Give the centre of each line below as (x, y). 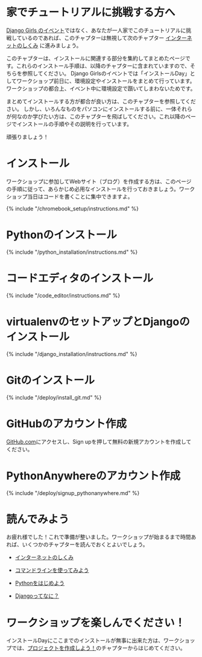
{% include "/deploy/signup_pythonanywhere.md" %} (73, 493)
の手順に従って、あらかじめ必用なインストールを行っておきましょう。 (93, 189)
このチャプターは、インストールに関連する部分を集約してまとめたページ (96, 58)
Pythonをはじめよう (40, 583)
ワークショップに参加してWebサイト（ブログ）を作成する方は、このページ (99, 181)
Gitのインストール (51, 380)
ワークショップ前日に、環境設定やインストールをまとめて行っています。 (106, 81)
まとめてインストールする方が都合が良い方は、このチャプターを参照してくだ (101, 101)
